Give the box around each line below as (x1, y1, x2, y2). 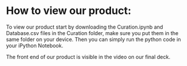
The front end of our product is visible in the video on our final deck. (6, 53, 171, 60)
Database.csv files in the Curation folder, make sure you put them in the (6, 29, 179, 36)
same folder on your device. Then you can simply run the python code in (6, 36, 181, 43)
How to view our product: (6, 4, 131, 18)
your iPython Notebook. (6, 42, 63, 49)
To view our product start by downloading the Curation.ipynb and (6, 23, 164, 30)
